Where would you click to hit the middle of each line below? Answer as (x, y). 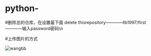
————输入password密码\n (34, 28)
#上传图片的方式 (21, 39)
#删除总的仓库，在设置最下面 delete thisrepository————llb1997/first (75, 22)
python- (22, 8)
